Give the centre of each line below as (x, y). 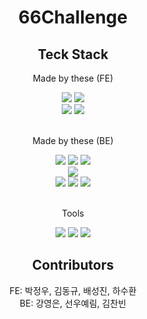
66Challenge (73, 17)
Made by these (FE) (73, 78)
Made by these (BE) (73, 140)
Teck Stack (73, 54)
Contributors (73, 265)
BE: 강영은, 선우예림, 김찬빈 (73, 303)
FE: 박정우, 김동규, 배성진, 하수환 (73, 290)
